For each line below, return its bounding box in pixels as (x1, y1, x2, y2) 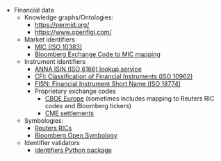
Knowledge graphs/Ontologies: (24, 13, 113, 22)
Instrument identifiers (24, 58, 86, 65)
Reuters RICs (34, 124, 72, 132)
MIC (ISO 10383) (34, 43, 83, 51)
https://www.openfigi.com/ (34, 28, 112, 36)
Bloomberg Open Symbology (34, 131, 118, 139)
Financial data (13, 6, 54, 14)
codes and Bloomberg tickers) (44, 102, 132, 110)
